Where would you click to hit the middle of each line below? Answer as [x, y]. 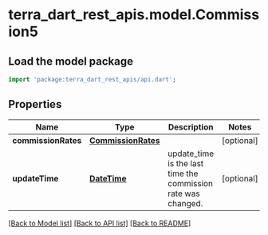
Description [191, 127]
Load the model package [71, 61]
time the [183, 173]
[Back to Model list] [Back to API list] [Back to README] [100, 223]
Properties [35, 104]
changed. [185, 203]
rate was [184, 193]
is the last [185, 163]
